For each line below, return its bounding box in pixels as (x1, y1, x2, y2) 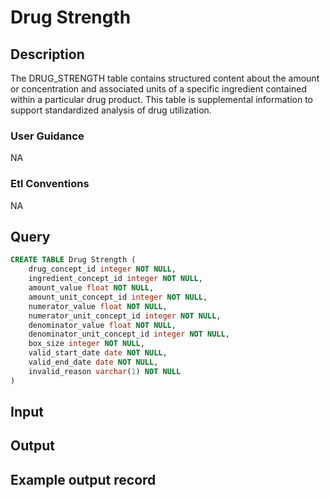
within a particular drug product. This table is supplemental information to (10, 94, 313, 105)
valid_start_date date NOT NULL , (28, 348, 168, 358)
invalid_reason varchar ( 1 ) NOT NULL (28, 366, 182, 376)
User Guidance (10, 129, 85, 143)
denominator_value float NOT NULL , (28, 320, 177, 330)
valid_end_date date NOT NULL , (28, 357, 159, 368)
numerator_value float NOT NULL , (28, 301, 168, 311)
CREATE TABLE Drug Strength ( (10, 255, 137, 265)
